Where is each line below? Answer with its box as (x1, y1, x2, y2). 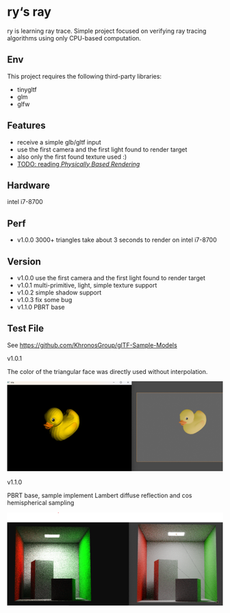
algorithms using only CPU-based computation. (7, 34, 142, 42)
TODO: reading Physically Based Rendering (16, 160, 140, 168)
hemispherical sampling (7, 499, 75, 507)
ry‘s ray (7, 4, 51, 20)
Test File (7, 323, 44, 334)
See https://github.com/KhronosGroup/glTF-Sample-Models (7, 340, 178, 349)
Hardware (7, 179, 50, 191)
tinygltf (16, 85, 38, 93)
